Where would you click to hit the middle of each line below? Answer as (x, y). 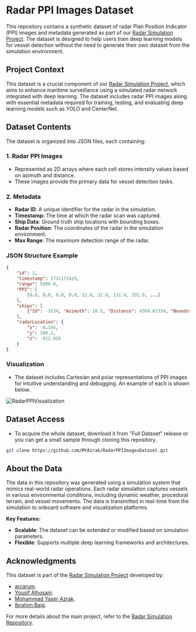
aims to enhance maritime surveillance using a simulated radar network (92, 90)
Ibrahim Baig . (30, 605)
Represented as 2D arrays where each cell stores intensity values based (101, 169)
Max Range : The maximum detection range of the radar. (82, 241)
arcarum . (25, 586)
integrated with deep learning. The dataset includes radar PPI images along (97, 96)
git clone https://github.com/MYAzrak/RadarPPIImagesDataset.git (87, 450)
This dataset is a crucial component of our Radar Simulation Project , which (96, 84)
